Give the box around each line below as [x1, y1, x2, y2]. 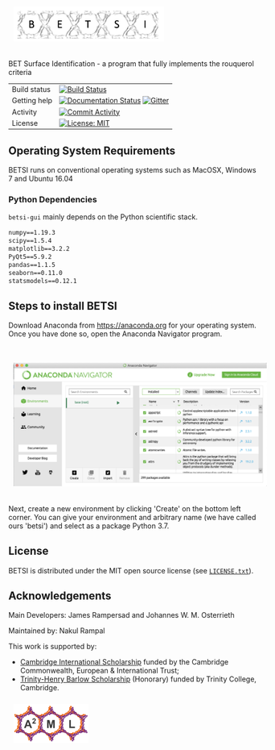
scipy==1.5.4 [8, 237, 52, 245]
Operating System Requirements [8, 144, 176, 157]
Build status [11, 85, 51, 94]
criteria [8, 68, 32, 77]
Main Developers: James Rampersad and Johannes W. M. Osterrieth [8, 610, 235, 620]
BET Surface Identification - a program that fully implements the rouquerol [8, 59, 255, 69]
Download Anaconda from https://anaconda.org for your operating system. [8, 320, 257, 331]
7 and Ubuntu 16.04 [8, 174, 74, 184]
